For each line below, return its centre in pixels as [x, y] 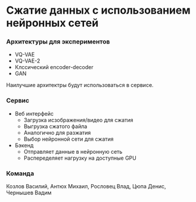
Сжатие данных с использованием [98, 10]
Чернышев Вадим [29, 193]
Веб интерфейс [34, 113]
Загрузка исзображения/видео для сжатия [78, 120]
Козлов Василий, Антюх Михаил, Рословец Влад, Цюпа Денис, [86, 187]
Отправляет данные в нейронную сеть [73, 151]
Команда [20, 173]
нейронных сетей [52, 23]
